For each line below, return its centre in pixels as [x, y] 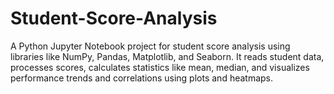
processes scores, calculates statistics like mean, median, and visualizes [160, 67]
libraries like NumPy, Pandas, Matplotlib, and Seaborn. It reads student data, [167, 56]
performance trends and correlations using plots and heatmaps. [142, 78]
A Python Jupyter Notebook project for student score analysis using [150, 46]
